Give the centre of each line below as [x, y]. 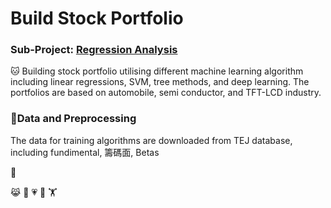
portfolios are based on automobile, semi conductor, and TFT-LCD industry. [166, 93]
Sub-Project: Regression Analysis [94, 50]
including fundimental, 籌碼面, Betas [85, 152]
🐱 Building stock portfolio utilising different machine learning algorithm [157, 71]
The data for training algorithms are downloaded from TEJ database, [151, 140]
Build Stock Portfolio [97, 18]
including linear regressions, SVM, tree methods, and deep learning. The [160, 82]
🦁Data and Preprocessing [73, 119]
